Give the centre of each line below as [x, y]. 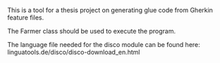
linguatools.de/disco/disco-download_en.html [74, 52]
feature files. [26, 17]
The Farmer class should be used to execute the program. [92, 31]
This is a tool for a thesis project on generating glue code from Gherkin [110, 10]
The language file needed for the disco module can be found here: [104, 44]
